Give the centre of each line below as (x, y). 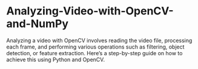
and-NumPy (37, 24)
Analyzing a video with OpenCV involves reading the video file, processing (99, 40)
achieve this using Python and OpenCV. (55, 59)
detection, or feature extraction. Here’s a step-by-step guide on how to (94, 53)
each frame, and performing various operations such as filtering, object (95, 47)
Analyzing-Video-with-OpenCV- (90, 11)
